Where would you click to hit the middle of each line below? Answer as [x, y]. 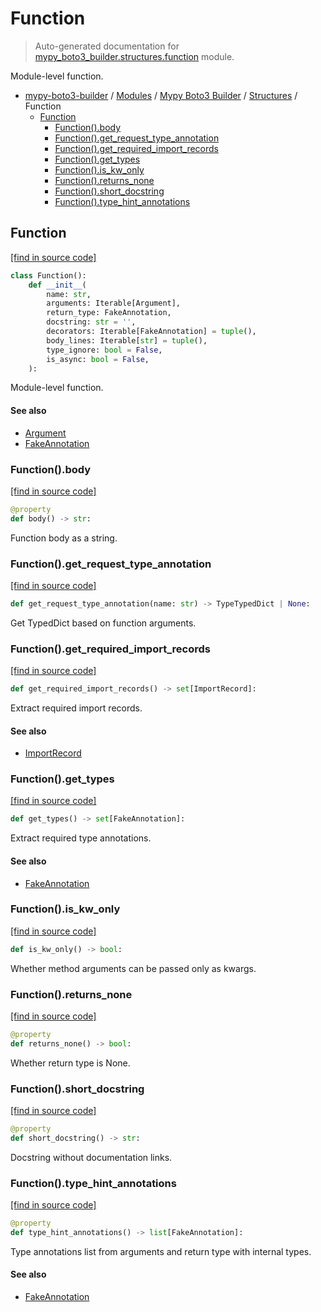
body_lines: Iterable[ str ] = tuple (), [127, 340]
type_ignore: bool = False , [104, 350]
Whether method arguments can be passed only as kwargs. [133, 968]
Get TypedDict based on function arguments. [103, 623]
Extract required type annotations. [81, 838]
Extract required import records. [76, 708]
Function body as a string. [64, 538]
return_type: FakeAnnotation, [109, 313]
